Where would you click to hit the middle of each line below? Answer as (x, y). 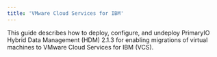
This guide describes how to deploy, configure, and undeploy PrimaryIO (108, 33)
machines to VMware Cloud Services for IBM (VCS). (80, 47)
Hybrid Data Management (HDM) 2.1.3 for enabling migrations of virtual (107, 40)
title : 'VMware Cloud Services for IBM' (66, 13)
